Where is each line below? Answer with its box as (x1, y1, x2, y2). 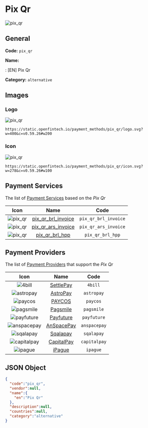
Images (5, 91, 29, 100)
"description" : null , (9, 405, 52, 410)
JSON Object (5, 363, 46, 372)
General (5, 34, 31, 43)
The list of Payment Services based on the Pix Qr (5, 195, 106, 201)
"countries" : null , (9, 409, 48, 414)
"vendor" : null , (9, 386, 41, 391)
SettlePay (50, 282, 73, 288)
